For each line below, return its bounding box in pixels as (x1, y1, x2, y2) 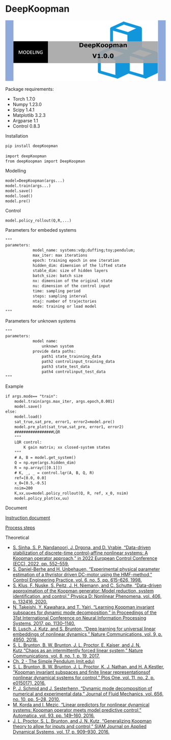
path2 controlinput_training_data (41, 359, 115, 364)
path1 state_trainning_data (41, 354, 101, 359)
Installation (5, 133, 28, 139)
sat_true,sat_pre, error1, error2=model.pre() (14, 420, 115, 425)
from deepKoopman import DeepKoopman (5, 159, 85, 164)
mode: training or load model (32, 304, 97, 309)
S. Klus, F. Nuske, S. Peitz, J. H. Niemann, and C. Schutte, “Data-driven (12, 582, 162, 588)
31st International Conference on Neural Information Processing (12, 615, 147, 621)
